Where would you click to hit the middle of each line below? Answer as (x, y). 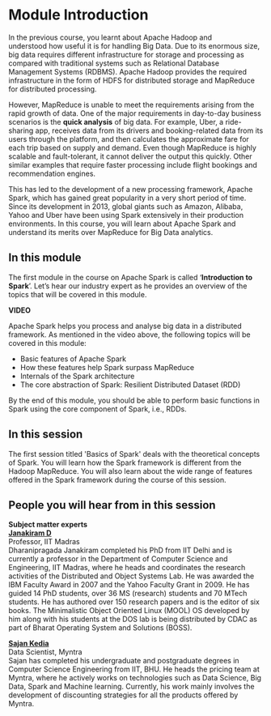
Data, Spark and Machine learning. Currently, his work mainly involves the (131, 687)
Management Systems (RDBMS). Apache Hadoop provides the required (128, 71)
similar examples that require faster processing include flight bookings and (133, 164)
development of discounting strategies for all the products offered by (123, 695)
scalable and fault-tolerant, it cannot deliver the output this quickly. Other (130, 156)
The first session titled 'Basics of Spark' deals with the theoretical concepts (134, 454)
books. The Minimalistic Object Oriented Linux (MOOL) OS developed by (129, 611)
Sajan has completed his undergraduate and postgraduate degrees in (124, 661)
